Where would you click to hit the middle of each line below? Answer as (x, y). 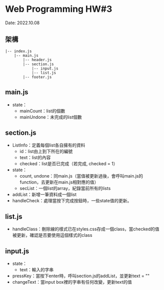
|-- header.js (37, 60)
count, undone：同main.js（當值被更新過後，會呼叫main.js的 (81, 176)
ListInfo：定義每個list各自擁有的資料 (49, 145)
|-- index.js (19, 51)
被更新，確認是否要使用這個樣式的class (52, 235)
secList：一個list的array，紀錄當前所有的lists (65, 188)
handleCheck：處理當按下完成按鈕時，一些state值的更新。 (72, 201)
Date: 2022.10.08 (22, 23)
